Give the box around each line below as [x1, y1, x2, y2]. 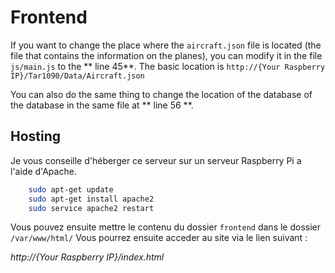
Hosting [10, 128, 62, 145]
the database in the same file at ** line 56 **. [10, 99, 194, 111]
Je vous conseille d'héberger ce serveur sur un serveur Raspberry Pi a [10, 154, 302, 166]
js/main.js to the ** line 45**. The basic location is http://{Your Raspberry [10, 60, 326, 72]
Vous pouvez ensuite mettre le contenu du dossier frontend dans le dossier [10, 221, 322, 233]
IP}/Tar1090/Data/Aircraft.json [10, 71, 145, 81]
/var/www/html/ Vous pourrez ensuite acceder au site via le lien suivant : [10, 232, 308, 244]
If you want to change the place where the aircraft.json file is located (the [10, 39, 322, 51]
